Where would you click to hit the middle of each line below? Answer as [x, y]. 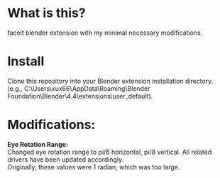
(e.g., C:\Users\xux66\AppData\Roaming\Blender [79, 88]
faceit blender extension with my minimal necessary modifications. [105, 33]
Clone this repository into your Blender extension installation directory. [110, 81]
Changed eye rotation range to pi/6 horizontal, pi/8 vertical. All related [110, 152]
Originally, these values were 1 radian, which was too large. [94, 167]
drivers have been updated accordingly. [66, 159]
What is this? [47, 13]
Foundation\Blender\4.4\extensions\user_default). [80, 96]
